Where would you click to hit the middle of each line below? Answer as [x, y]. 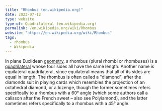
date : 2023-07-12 [23, 14]
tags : [11, 38]
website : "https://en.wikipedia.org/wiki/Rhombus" [59, 33]
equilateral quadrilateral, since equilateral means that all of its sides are [78, 71]
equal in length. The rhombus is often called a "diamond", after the [73, 77]
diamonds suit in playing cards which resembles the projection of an [75, 82]
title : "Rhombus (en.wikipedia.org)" [44, 10]
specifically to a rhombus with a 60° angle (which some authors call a [77, 93]
